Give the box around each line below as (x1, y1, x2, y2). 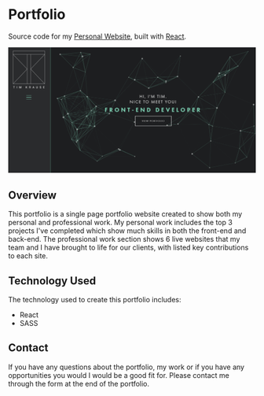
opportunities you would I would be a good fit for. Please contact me (8, 370, 229, 379)
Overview (8, 188, 57, 202)
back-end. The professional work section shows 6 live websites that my (8, 235, 240, 244)
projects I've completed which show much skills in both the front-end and (8, 226, 247, 235)
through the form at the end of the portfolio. (8, 379, 150, 388)
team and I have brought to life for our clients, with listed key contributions (8, 242, 249, 253)
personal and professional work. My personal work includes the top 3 (8, 218, 233, 228)
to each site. (8, 251, 49, 261)
